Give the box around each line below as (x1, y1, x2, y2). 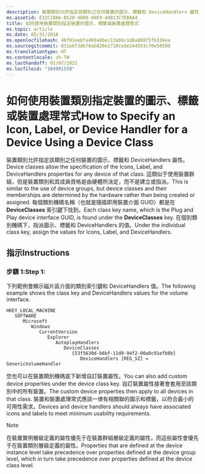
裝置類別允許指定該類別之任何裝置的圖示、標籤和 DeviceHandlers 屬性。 (6, 156, 189, 163)
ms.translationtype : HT (6, 49, 67, 55)
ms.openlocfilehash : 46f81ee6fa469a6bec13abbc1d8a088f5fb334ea (6, 37, 171, 43)
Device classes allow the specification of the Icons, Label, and (6, 163, 163, 171)
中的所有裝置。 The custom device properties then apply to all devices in (11, 388, 193, 395)
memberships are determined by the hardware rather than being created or (6, 192, 195, 199)
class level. (6, 462, 35, 469)
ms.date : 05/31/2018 (6, 32, 59, 38)
